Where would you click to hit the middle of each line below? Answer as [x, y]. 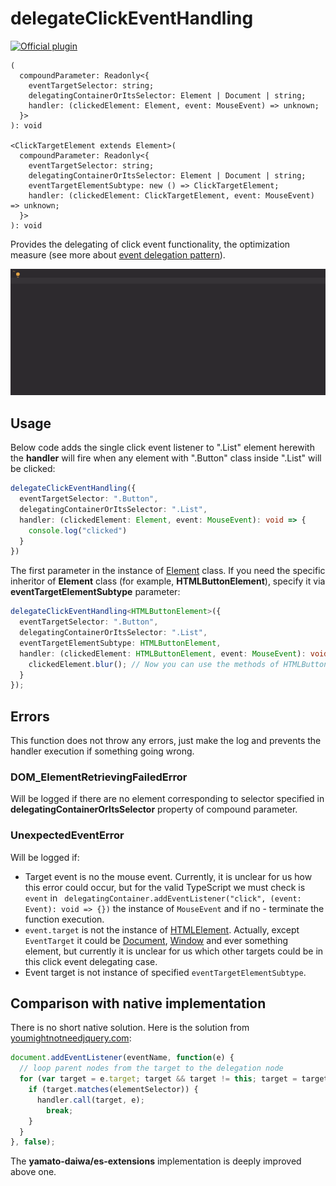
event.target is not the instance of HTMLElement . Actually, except [162, 929]
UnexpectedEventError [67, 835]
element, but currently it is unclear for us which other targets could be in [174, 951]
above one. [33, 1172]
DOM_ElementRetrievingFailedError [99, 777]
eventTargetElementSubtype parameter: [95, 592]
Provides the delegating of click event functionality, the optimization [150, 244]
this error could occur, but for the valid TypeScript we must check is [165, 887]
